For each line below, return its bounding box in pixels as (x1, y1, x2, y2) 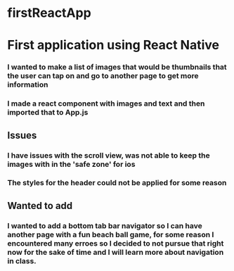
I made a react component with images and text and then (7, 99, 205, 108)
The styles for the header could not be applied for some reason (7, 178, 227, 188)
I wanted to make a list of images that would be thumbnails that (7, 62, 227, 72)
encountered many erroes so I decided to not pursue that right (7, 238, 224, 248)
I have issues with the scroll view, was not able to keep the (7, 150, 210, 160)
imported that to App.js (7, 108, 89, 118)
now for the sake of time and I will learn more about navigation (7, 247, 224, 257)
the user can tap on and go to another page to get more (7, 71, 199, 81)
